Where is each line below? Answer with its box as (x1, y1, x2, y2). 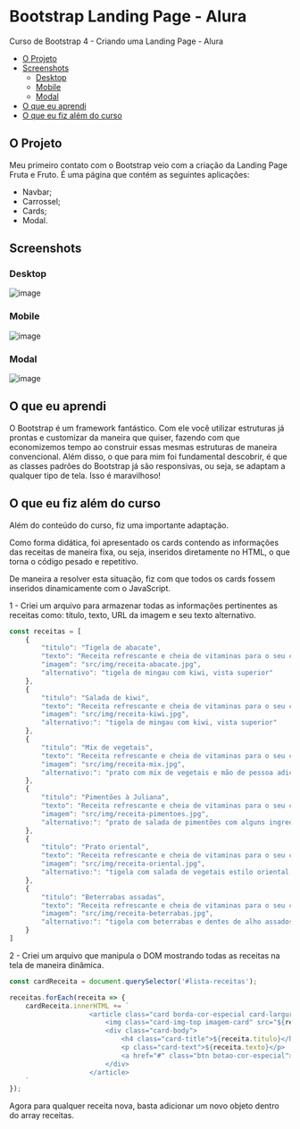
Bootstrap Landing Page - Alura (9, 6, 247, 27)
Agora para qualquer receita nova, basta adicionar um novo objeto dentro (9, 1100, 279, 1111)
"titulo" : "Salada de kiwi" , (41, 693, 150, 702)
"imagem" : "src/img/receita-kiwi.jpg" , (41, 710, 190, 719)
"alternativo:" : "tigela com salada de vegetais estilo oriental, (41, 868, 294, 877)
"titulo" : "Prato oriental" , (41, 842, 150, 852)
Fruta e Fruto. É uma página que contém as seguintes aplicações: (9, 169, 250, 180)
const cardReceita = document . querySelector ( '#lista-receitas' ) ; (9, 976, 257, 986)
